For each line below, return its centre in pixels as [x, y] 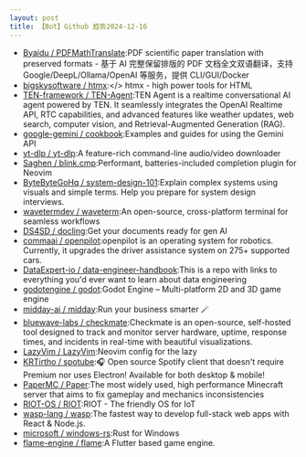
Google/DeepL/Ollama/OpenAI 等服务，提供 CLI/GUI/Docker [136, 75]
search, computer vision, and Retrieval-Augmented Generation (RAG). [154, 123]
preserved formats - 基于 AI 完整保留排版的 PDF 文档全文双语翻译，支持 [158, 63]
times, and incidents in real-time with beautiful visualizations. [137, 341]
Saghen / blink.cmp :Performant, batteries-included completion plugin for [159, 163]
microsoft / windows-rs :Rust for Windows [101, 433]
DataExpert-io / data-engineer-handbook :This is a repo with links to [150, 270]
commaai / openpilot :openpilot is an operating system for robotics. [148, 240]
